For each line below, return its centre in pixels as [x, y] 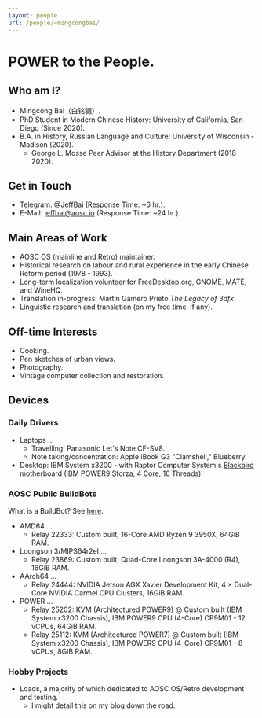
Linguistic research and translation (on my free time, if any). [116, 307]
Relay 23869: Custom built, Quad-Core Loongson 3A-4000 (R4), [136, 559]
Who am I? [35, 91]
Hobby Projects [38, 672]
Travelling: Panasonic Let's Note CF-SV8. [98, 448]
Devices [29, 401]
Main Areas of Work [58, 238]
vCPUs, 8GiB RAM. [62, 651]
